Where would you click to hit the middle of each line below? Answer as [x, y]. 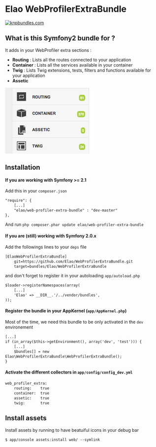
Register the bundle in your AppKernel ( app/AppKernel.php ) [66, 311]
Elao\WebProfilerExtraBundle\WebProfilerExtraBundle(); [63, 356]
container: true [32, 393]
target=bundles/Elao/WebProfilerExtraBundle [60, 266]
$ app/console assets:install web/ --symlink [52, 440]
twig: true [32, 403]
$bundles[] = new [32, 351]
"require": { [18, 201]
